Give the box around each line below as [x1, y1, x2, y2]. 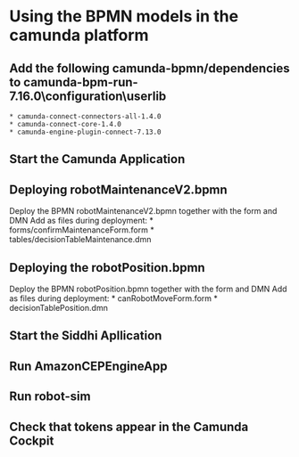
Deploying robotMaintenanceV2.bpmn [9, 182, 228, 197]
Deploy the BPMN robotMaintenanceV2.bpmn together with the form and [9, 206, 278, 216]
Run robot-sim [9, 389, 91, 404]
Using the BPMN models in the [9, 6, 239, 27]
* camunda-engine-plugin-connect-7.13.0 [9, 127, 162, 136]
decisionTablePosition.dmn [9, 303, 109, 314]
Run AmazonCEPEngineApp [9, 358, 168, 373]
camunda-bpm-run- [23, 74, 138, 90]
